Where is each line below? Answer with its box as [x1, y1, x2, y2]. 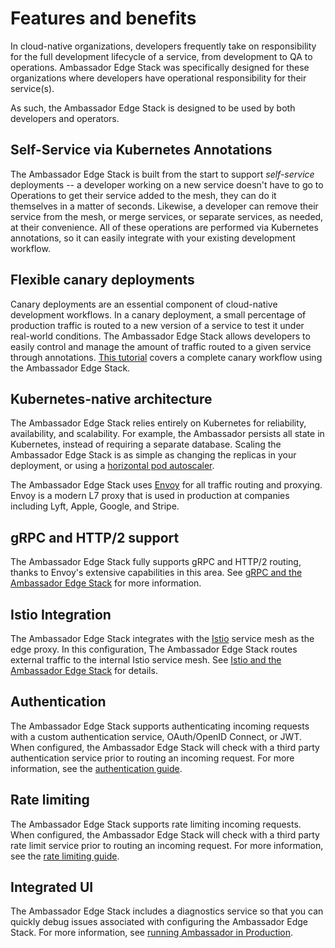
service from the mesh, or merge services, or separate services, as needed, [10, 210, 324, 222]
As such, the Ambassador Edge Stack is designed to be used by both [10, 102, 296, 114]
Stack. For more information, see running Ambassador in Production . [10, 927, 294, 939]
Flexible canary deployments [10, 272, 195, 289]
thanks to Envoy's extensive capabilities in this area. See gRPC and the [10, 567, 303, 579]
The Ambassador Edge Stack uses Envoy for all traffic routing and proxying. [10, 479, 323, 491]
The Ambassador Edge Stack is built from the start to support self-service [10, 168, 315, 180]
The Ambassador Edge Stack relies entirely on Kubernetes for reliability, [10, 417, 307, 429]
